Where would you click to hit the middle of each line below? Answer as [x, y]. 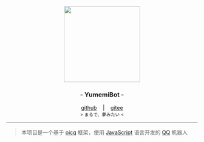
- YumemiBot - [102, 95]
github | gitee [102, 108]
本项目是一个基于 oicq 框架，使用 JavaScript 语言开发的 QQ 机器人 [104, 132]
